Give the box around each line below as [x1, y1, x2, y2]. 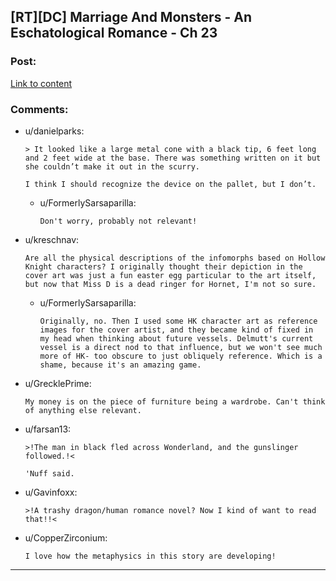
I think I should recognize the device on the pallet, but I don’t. [24, 179, 317, 189]
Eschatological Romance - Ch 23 [10, 25, 218, 42]
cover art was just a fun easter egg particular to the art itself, [24, 270, 317, 280]
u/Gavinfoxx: [24, 486, 78, 498]
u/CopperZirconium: [24, 531, 108, 544]
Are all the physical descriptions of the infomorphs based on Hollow [24, 253, 326, 263]
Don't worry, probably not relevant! [39, 216, 198, 226]
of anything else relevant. [24, 405, 142, 415]
